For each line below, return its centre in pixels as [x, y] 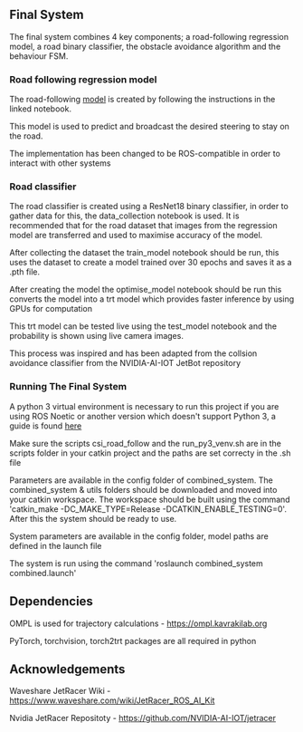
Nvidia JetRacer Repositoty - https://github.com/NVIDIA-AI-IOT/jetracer [143, 718]
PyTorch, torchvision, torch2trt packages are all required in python [133, 640]
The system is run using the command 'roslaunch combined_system [137, 563]
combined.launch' [43, 573]
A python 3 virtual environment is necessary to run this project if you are [144, 406]
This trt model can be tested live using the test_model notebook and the [143, 326]
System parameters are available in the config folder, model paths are [139, 536]
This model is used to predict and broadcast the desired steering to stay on [149, 127]
